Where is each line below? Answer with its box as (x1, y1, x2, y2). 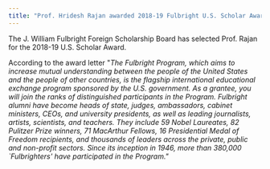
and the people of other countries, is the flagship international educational (8, 74, 256, 84)
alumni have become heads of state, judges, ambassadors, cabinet (8, 100, 233, 110)
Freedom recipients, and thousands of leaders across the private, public (8, 134, 248, 144)
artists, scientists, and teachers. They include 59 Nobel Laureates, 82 (8, 117, 239, 127)
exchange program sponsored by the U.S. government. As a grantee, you (8, 83, 252, 93)
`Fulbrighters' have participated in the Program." (8, 151, 169, 161)
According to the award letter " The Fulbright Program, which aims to (8, 58, 235, 67)
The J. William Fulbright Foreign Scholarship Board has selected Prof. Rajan (8, 34, 258, 43)
